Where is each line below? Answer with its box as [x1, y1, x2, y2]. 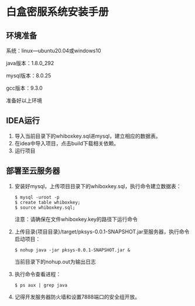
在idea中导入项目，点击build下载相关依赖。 [14, 140, 119, 147]
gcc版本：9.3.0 [6, 84, 43, 91]
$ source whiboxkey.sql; [14, 205, 76, 210]
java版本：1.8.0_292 [6, 60, 54, 66]
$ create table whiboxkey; [14, 199, 81, 205]
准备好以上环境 [6, 97, 42, 104]
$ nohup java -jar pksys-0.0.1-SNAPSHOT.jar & [14, 247, 131, 253]
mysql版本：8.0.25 [6, 72, 52, 79]
